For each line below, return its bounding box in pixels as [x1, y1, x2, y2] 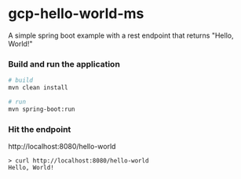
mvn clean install [8, 84, 68, 92]
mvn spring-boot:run [8, 105, 76, 113]
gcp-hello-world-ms [8, 5, 144, 23]
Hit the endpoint [8, 123, 71, 134]
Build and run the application [8, 58, 120, 69]
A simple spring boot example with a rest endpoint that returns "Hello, [8, 31, 234, 40]
